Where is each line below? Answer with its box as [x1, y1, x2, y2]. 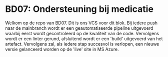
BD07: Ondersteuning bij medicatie [5, 3, 154, 15]
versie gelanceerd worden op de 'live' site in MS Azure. [5, 46, 119, 52]
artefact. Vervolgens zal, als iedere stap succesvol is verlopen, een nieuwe [5, 41, 159, 47]
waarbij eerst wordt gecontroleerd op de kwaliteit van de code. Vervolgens [5, 30, 159, 36]
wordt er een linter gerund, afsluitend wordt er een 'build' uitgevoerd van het [5, 36, 163, 42]
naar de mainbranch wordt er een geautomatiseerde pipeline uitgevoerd [5, 25, 153, 31]
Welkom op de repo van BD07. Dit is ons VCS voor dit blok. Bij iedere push [5, 20, 158, 26]
